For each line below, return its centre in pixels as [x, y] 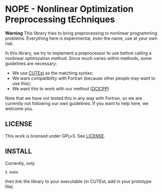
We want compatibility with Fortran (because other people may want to [84, 78]
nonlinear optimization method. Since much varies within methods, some [78, 58]
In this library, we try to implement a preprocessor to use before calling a [78, 53]
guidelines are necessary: [31, 63]
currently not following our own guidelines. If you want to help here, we [77, 103]
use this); [22, 83]
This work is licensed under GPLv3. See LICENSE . [55, 136]
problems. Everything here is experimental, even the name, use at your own [81, 38]
